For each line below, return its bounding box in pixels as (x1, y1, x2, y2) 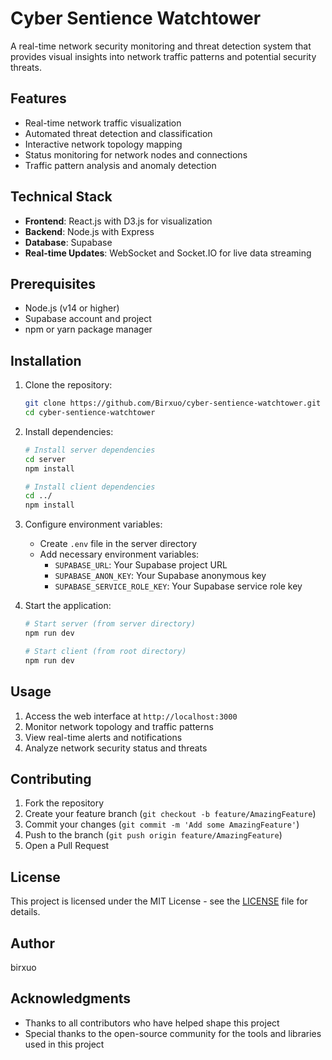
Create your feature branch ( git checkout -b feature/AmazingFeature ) (24, 808, 317, 820)
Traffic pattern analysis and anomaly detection (24, 159, 217, 171)
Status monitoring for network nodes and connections (24, 148, 248, 161)
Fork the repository (24, 797, 105, 809)
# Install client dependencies (24, 482, 156, 492)
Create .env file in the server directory (39, 538, 198, 550)
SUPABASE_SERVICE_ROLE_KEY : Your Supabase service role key (54, 580, 303, 592)
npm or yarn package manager (24, 323, 153, 336)
